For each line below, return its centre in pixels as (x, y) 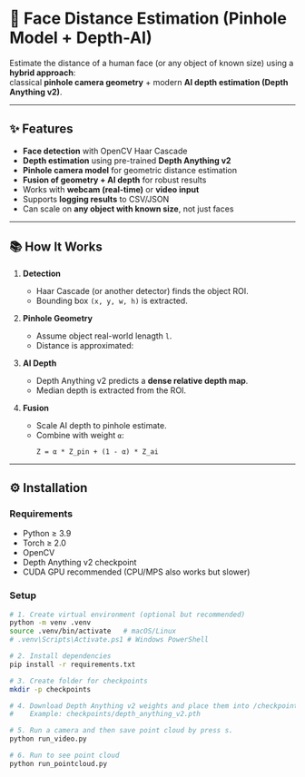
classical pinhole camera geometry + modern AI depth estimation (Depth (149, 82)
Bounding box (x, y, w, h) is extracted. (112, 300)
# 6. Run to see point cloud (64, 756)
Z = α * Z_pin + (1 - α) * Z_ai (97, 452)
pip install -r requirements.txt (73, 664)
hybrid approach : (43, 73)
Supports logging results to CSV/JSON (96, 199)
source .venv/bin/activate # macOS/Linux (93, 631)
